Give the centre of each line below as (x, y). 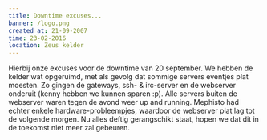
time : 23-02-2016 (37, 38)
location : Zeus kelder (46, 46)
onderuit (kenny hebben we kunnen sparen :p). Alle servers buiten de (123, 94)
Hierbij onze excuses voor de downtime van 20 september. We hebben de (131, 68)
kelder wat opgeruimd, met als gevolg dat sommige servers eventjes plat (128, 77)
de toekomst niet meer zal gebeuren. (69, 128)
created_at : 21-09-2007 (48, 30)
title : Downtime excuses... (55, 16)
